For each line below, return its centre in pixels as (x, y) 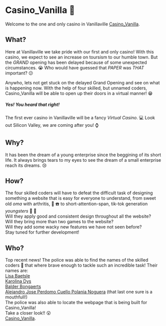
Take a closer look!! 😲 (28, 313)
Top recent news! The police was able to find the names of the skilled (77, 260)
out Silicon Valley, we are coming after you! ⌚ (52, 125)
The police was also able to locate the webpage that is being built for (76, 303)
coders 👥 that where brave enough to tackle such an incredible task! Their (81, 265)
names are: (17, 271)
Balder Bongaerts (23, 287)
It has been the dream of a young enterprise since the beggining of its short (83, 155)
